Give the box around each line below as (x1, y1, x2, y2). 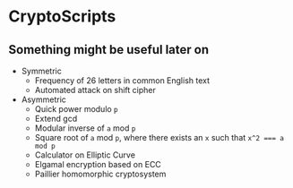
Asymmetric (21, 94, 66, 105)
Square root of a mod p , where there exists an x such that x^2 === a (34, 132, 284, 142)
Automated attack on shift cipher (34, 85, 156, 95)
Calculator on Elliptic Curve (34, 150, 136, 160)
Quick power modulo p (34, 104, 118, 114)
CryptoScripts (8, 6, 116, 27)
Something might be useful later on (8, 42, 210, 57)
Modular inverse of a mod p (34, 123, 136, 133)
